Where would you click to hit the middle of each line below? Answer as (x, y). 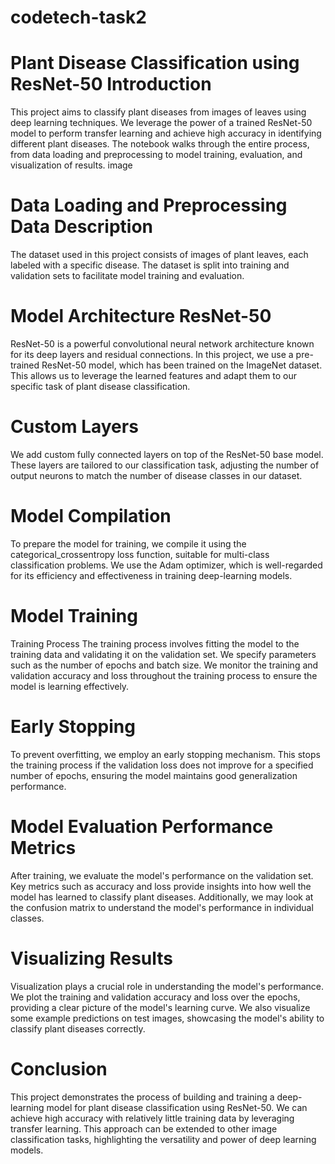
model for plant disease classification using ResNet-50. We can (177, 1107)
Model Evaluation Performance (142, 826)
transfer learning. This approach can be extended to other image (144, 1128)
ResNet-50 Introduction (111, 84)
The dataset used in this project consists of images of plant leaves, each (159, 255)
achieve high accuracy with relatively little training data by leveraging (152, 1118)
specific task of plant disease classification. (100, 386)
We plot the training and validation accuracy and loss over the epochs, (155, 997)
